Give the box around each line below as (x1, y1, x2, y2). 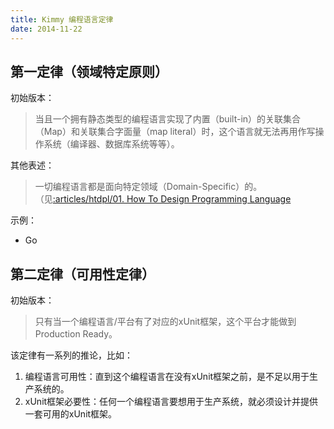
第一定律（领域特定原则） (10, 63, 168, 80)
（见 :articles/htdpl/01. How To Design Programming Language (34, 193, 292, 205)
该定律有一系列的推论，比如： (10, 349, 133, 361)
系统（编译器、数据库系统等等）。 (43, 138, 180, 150)
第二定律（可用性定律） (10, 266, 155, 283)
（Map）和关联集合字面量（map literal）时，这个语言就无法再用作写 (34, 126, 316, 138)
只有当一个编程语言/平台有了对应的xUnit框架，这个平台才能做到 (34, 316, 297, 328)
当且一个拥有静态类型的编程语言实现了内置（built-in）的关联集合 (34, 113, 302, 125)
